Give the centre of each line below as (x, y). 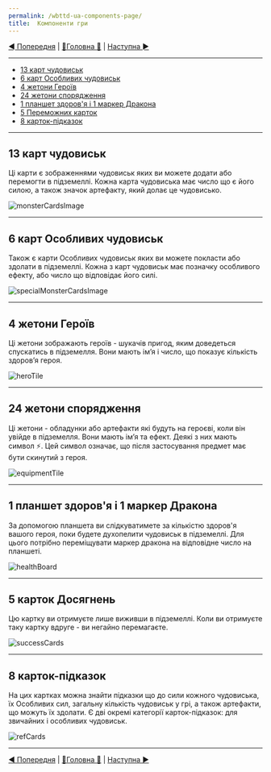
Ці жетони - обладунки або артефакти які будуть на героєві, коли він (127, 428)
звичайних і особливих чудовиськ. (68, 721)
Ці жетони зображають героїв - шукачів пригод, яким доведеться (122, 342)
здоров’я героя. (35, 360)
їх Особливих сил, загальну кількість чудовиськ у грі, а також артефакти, (135, 704)
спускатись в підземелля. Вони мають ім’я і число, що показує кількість (133, 351)
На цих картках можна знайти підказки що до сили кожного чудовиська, (134, 695)
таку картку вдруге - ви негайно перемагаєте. (88, 627)
